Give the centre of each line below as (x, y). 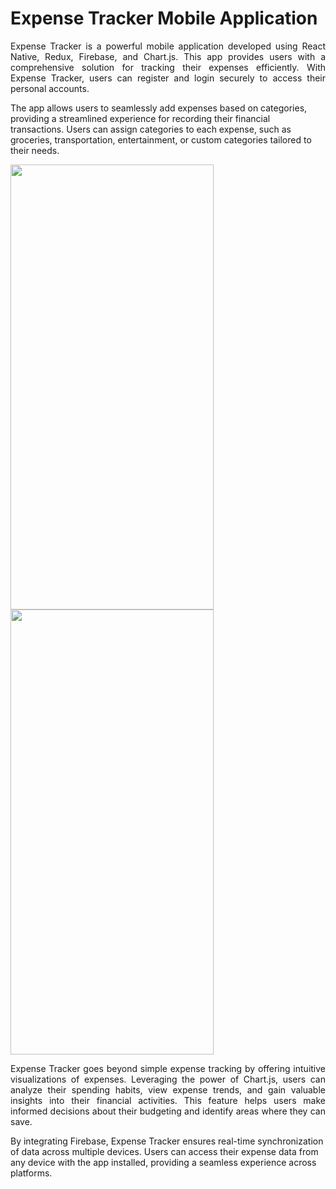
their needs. (35, 150)
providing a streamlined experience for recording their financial (140, 118)
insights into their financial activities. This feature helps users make (168, 1100)
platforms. (31, 1173)
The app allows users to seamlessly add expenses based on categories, (159, 108)
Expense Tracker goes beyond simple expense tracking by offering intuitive (168, 1068)
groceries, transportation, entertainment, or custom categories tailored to (161, 139)
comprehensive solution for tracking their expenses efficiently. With (168, 67)
